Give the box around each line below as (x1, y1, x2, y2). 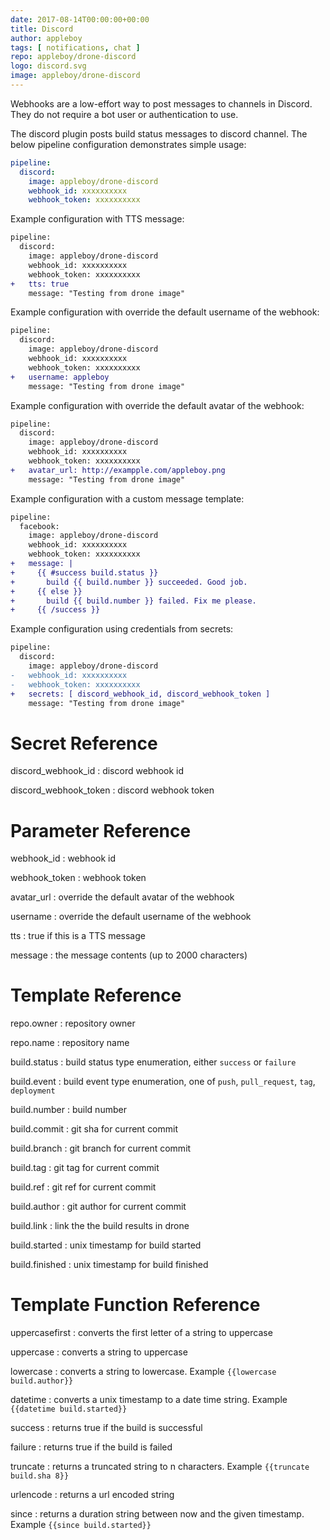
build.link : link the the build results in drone (10, 1220, 190, 1232)
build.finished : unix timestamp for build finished (10, 1259, 209, 1271)
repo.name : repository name (10, 1037, 130, 1049)
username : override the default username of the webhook (10, 911, 252, 923)
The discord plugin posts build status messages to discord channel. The (10, 127, 308, 140)
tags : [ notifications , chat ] (10, 42, 141, 53)
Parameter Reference (10, 819, 192, 842)
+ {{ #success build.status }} (10, 567, 159, 578)
